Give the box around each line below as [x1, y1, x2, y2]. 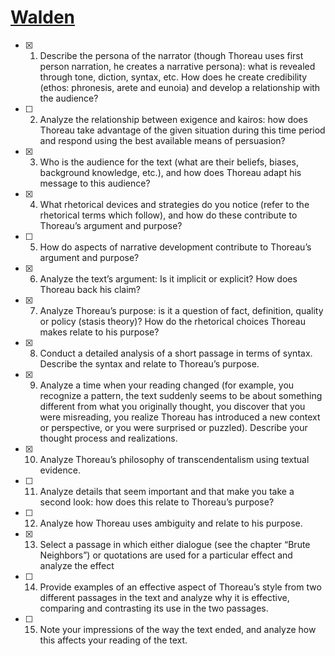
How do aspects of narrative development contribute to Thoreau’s [39, 241, 312, 253]
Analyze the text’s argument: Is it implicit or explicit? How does [39, 272, 298, 285]
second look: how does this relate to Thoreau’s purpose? [39, 496, 275, 508]
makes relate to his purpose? [39, 326, 160, 338]
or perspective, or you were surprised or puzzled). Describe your [39, 421, 308, 433]
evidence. [39, 464, 81, 476]
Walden [10, 6, 76, 29]
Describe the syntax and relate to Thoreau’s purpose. [39, 357, 260, 370]
